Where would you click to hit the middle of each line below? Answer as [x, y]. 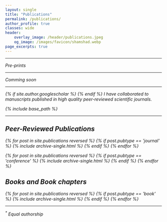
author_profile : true [28, 24]
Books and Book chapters [46, 182]
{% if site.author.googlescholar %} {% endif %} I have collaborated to [77, 94]
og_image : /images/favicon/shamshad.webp [57, 42]
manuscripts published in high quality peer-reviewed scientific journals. [79, 99]
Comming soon [21, 79]
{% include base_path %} [32, 109]
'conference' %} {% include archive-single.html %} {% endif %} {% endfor [82, 161]
